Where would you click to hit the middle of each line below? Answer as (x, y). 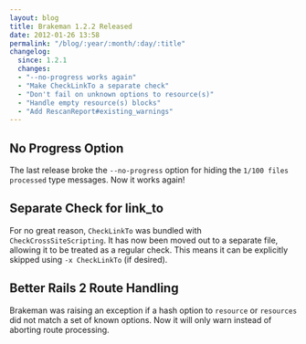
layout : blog (34, 18)
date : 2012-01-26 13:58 (55, 35)
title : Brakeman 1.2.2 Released (71, 26)
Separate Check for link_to (87, 208)
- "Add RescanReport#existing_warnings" (95, 111)
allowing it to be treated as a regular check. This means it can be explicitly (149, 250)
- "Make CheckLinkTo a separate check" (94, 86)
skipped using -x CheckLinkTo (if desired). (89, 259)
